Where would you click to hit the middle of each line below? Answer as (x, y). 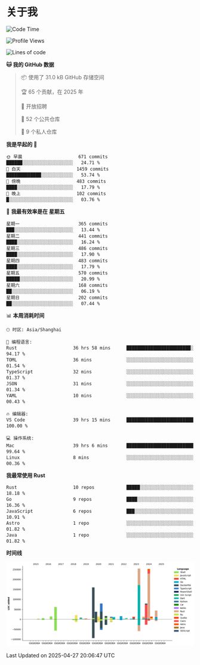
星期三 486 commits (57, 248)
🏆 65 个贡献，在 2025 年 (52, 92)
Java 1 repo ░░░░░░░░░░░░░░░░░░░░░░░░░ (100, 535)
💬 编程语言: (19, 342)
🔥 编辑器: (17, 414)
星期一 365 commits (57, 224)
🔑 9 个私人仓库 (39, 131)
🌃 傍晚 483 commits (56, 181)
